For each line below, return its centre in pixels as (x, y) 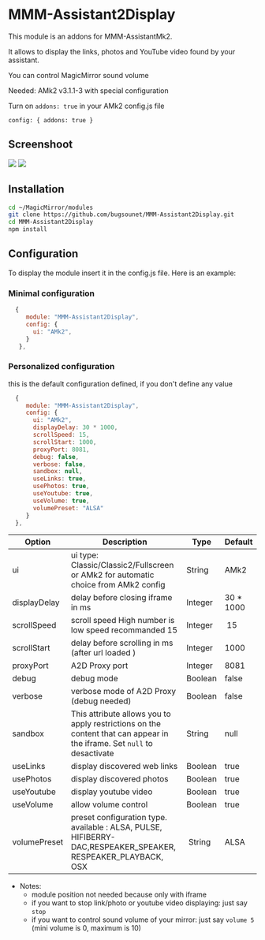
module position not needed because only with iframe (119, 895)
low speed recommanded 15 (124, 630)
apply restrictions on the (116, 724)
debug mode (94, 678)
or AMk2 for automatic (112, 575)
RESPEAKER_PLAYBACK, (117, 857)
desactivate (92, 753)
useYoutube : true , (63, 494)
